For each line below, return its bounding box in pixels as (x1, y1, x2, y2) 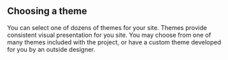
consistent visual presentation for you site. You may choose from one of (7, 31, 211, 39)
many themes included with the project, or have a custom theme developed (7, 37, 222, 46)
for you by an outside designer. (7, 45, 96, 53)
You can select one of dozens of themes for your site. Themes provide (7, 23, 207, 31)
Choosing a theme (7, 5, 87, 17)
